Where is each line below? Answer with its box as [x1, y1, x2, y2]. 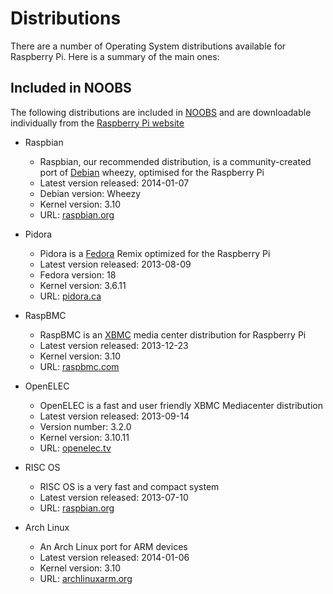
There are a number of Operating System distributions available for [10, 40, 287, 52]
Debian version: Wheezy [39, 187, 142, 199]
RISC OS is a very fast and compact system [39, 480, 220, 492]
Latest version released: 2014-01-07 [39, 177, 190, 189]
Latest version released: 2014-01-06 [39, 551, 190, 563]
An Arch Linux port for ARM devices [39, 540, 188, 552]
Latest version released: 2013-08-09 [39, 258, 192, 270]
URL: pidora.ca [39, 290, 102, 302]
